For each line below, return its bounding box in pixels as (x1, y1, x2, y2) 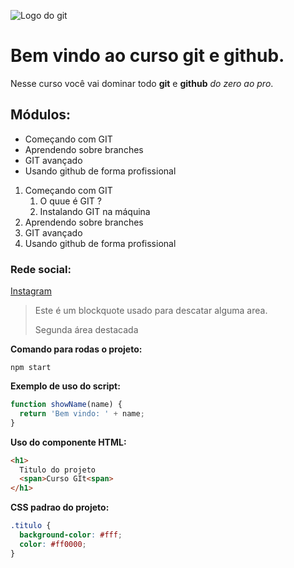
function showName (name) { (10, 400, 123, 410)
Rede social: (10, 262, 72, 276)
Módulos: (10, 106, 72, 124)
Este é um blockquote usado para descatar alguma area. (34, 305, 268, 317)
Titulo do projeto (19, 465, 97, 475)
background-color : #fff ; (19, 530, 123, 540)
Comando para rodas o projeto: (10, 343, 143, 355)
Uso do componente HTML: (10, 436, 127, 448)
